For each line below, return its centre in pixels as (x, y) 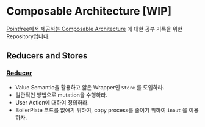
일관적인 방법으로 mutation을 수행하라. (61, 95)
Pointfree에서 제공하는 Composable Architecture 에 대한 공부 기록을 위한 (95, 29)
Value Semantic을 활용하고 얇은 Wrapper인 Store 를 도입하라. (90, 87)
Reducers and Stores (47, 56)
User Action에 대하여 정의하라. (52, 102)
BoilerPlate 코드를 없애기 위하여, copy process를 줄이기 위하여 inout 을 (101, 110)
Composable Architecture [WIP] (89, 11)
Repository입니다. (28, 36)
